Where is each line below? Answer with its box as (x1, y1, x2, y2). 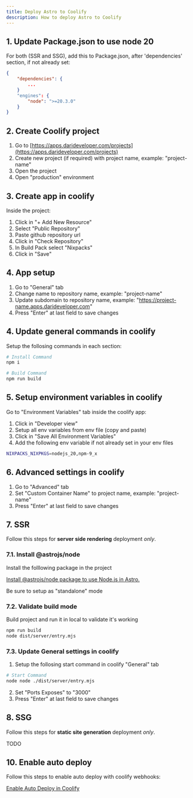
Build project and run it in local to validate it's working (6, 615, 139, 623)
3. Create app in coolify (6, 191, 94, 201)
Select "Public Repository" (14, 225, 81, 232)
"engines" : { (17, 92, 50, 99)
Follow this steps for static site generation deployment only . (6, 729, 155, 736)
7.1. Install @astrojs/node (6, 551, 81, 559)
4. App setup (6, 268, 56, 278)
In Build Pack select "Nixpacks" (14, 244, 93, 251)
